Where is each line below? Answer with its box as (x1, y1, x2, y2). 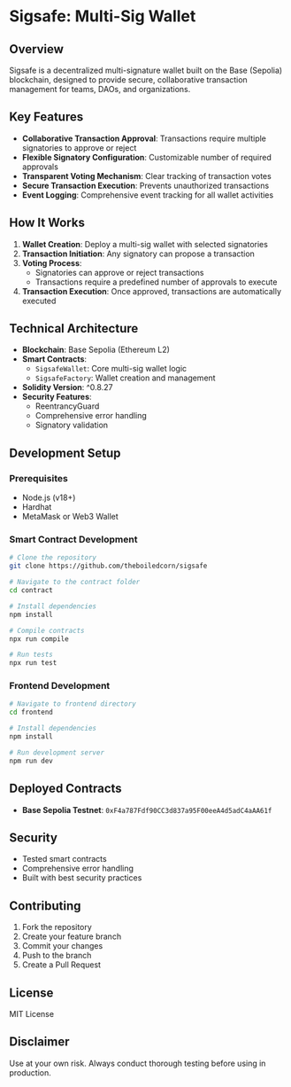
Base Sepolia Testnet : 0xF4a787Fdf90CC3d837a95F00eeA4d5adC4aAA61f (21, 804, 272, 815)
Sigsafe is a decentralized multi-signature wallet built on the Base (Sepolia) (9, 65, 283, 75)
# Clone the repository (9, 553, 97, 562)
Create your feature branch (21, 931, 122, 942)
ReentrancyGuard (34, 401, 100, 411)
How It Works (9, 215, 86, 231)
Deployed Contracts (9, 781, 122, 796)
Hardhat (21, 502, 52, 512)
